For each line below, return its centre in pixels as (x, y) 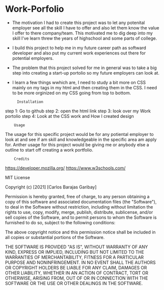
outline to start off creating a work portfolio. (49, 150)
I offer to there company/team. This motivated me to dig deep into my (82, 33)
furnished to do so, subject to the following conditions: (60, 222)
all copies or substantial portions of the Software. (55, 237)
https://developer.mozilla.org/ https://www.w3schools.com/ (65, 168)
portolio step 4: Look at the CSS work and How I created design (69, 116)
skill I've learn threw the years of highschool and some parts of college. (84, 38)
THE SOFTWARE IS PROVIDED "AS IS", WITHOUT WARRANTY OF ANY (77, 247)
